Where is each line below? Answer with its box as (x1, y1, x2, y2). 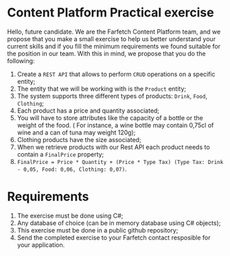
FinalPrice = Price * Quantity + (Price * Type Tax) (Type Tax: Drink (16, 159, 224, 165)
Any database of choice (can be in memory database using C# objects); (16, 218, 221, 227)
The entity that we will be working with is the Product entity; (16, 84, 187, 93)
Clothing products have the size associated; (16, 135, 142, 143)
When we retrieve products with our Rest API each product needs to (16, 143, 211, 151)
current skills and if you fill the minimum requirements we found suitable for (7, 42, 221, 50)
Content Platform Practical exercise (7, 5, 214, 21)
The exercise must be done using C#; (16, 211, 124, 220)
